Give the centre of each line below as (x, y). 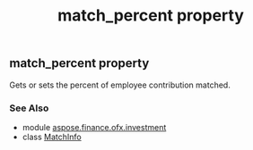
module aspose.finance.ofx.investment (94, 127)
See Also (29, 108)
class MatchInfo (52, 137)
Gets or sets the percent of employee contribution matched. (120, 85)
